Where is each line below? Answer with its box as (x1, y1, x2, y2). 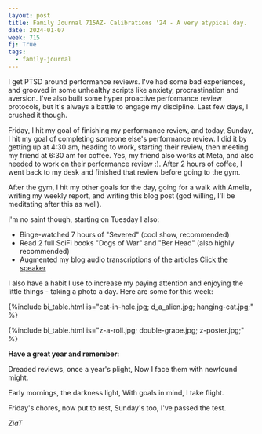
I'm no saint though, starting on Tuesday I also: (8, 214, 159, 224)
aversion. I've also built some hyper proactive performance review (8, 94, 222, 103)
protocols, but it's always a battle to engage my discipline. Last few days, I (8, 101, 249, 111)
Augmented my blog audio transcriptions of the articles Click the (19, 255, 229, 264)
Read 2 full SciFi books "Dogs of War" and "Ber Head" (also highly (19, 237, 235, 248)
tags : (8, 48, 26, 56)
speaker (19, 263, 46, 272)
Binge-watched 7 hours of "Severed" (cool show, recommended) (19, 230, 230, 239)
